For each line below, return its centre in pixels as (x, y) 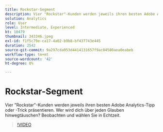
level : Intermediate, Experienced (40, 28)
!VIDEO (24, 125)
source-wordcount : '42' (29, 59)
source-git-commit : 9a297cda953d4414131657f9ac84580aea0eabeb (69, 50)
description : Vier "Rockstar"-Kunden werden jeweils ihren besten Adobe (80, 14)
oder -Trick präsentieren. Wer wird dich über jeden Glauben (65, 110)
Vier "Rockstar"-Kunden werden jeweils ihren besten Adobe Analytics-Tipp (80, 105)
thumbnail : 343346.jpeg (29, 37)
